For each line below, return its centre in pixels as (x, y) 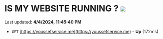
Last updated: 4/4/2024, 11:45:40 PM (43, 22)
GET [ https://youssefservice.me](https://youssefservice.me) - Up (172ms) (85, 31)
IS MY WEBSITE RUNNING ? (62, 9)
